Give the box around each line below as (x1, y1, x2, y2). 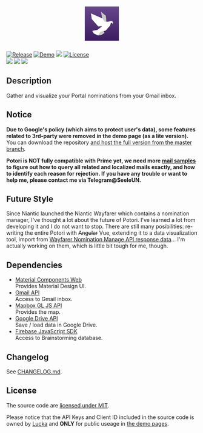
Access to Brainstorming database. (15, 334, 103, 342)
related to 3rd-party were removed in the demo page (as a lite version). (6, 132, 189, 139)
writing (6, 229, 24, 237)
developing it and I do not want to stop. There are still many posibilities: (6, 223, 184, 230)
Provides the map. (15, 308, 61, 316)
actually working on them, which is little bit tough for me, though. (6, 242, 168, 249)
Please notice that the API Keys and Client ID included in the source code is (6, 414, 195, 421)
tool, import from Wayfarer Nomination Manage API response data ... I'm (6, 236, 185, 243)
